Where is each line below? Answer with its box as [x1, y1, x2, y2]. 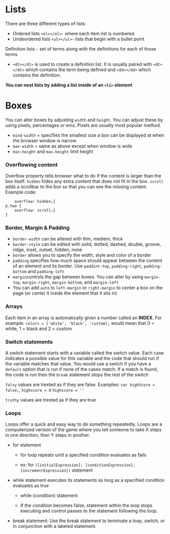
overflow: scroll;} [14, 208, 56, 213]
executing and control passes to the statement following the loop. [20, 508, 158, 514]
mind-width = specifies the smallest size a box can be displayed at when [12, 132, 164, 138]
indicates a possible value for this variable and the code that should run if [5, 355, 159, 362]
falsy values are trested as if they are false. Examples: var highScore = [5, 382, 155, 388]
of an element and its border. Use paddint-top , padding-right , [12, 263, 143, 269]
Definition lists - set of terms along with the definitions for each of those [5, 46, 156, 52]
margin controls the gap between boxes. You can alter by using [12, 274, 144, 280]
